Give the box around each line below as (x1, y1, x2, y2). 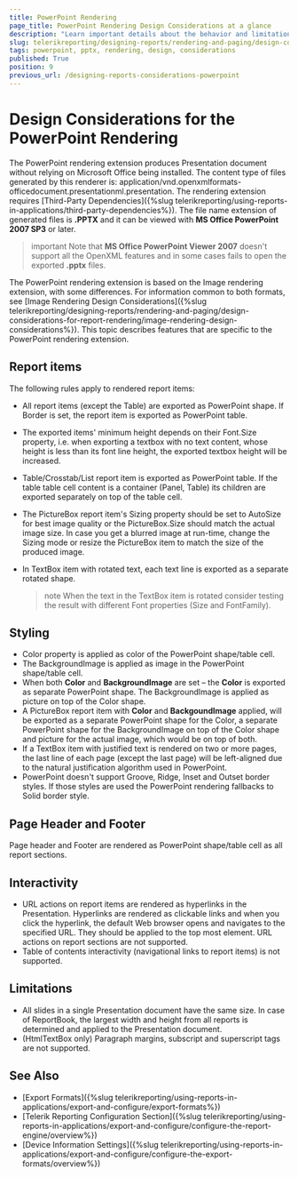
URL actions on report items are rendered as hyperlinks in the (21, 899, 247, 909)
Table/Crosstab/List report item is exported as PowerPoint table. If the (21, 472, 278, 483)
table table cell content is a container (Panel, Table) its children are (21, 482, 266, 492)
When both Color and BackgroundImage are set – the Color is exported (21, 677, 286, 688)
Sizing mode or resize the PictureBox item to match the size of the (21, 537, 264, 548)
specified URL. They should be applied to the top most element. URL (21, 926, 273, 938)
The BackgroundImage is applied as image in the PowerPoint (21, 659, 245, 669)
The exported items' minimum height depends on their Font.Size (21, 427, 257, 437)
